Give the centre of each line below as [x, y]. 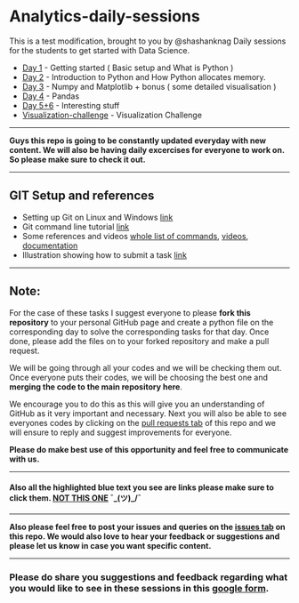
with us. [24, 459]
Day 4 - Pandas [51, 96]
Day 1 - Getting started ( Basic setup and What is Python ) [128, 68]
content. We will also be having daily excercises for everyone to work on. [147, 149]
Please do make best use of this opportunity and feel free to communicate [149, 449]
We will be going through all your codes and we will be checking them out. [145, 367]
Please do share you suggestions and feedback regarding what [149, 577]
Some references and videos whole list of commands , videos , [135, 236]
